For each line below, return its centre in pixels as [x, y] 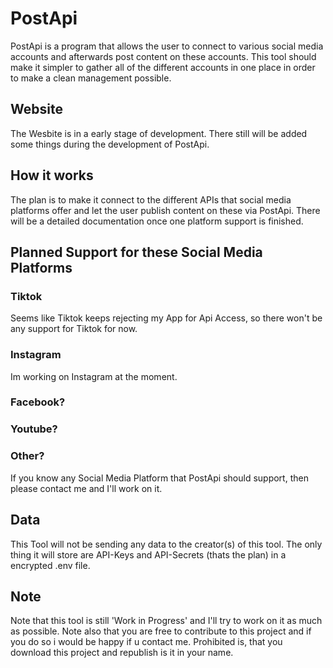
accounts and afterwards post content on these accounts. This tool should [163, 56]
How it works [52, 175]
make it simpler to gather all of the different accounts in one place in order [163, 67]
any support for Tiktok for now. [74, 329]
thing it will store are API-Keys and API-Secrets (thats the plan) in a [148, 554]
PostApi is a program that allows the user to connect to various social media [167, 46]
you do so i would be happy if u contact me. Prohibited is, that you [146, 642]
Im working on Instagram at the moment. [94, 376]
